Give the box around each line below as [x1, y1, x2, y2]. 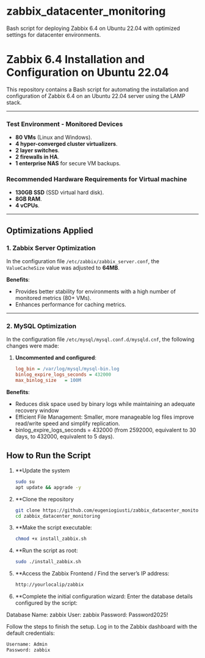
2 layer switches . [15, 147, 60, 154]
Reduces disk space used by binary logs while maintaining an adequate [15, 400, 195, 408]
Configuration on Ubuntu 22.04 [6, 65, 169, 80]
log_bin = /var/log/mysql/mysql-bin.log [15, 366, 120, 372]
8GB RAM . [15, 195, 42, 203]
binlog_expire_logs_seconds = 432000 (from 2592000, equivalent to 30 [15, 427, 196, 434]
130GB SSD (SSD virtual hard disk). [15, 189, 104, 196]
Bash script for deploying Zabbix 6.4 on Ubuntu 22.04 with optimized [6, 24, 181, 32]
